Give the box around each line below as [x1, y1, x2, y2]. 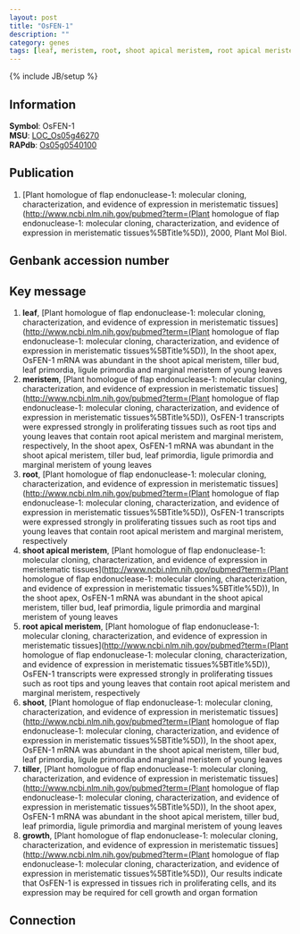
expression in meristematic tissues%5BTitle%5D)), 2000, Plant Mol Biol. [21, 227, 287, 238]
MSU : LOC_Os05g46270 [9, 130, 100, 140]
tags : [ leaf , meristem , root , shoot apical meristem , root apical [9, 47, 262, 55]
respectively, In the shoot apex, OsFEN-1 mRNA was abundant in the [21, 440, 274, 451]
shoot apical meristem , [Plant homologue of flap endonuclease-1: [21, 545, 266, 556]
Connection [9, 913, 76, 929]
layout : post [9, 13, 58, 22]
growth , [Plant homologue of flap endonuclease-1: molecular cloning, [21, 829, 279, 841]
